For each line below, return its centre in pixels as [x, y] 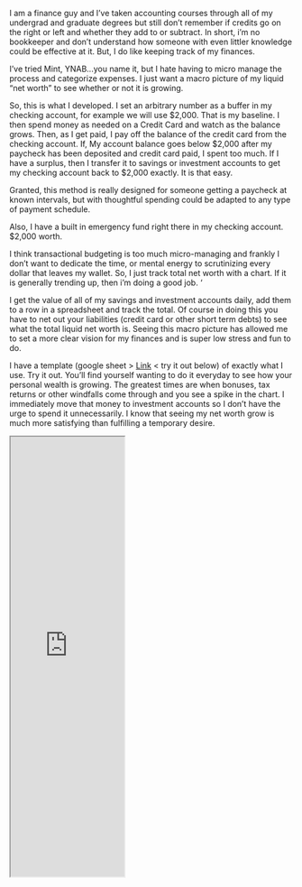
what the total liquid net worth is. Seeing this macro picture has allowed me [149, 329]
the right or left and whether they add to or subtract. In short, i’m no [135, 32]
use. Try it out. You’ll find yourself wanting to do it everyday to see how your [151, 375]
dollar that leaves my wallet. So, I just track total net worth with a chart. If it [148, 273]
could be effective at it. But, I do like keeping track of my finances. [132, 51]
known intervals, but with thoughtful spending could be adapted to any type [150, 199]
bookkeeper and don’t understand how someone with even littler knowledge [151, 42]
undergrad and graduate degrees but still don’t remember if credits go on [145, 23]
